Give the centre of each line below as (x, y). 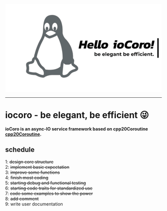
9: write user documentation (34, 204)
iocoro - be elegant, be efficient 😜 (77, 115)
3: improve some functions (33, 172)
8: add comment (22, 199)
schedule (20, 150)
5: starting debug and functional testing (45, 183)
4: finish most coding (27, 177)
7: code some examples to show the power (49, 193)
